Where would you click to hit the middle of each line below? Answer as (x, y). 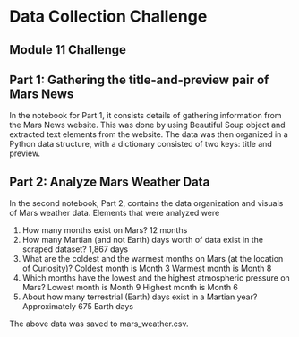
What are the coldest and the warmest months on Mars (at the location (153, 259)
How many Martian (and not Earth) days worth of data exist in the (143, 240)
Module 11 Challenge (68, 50)
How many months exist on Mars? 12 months (105, 230)
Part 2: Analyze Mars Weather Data (110, 181)
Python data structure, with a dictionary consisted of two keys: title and (141, 144)
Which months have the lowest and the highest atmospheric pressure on (156, 278)
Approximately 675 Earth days (78, 307)
